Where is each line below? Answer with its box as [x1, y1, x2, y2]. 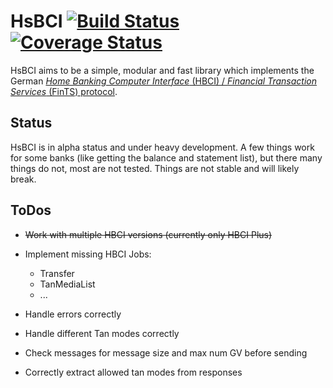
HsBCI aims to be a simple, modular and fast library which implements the [10, 64, 315, 76]
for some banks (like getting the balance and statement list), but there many [10, 151, 323, 164]
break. [10, 173, 37, 185]
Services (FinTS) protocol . [10, 85, 118, 97]
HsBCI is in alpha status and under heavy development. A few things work [10, 141, 315, 153]
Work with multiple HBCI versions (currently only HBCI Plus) [24, 228, 273, 240]
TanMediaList [39, 278, 96, 290]
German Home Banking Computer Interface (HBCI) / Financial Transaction [10, 75, 318, 87]
